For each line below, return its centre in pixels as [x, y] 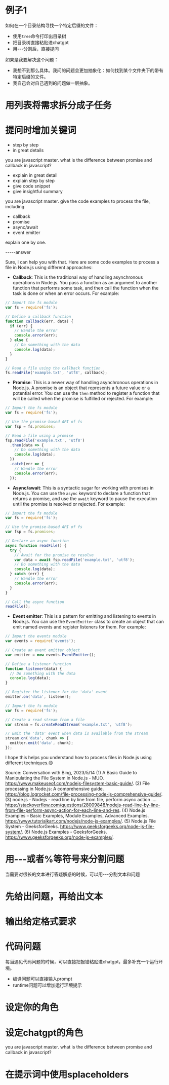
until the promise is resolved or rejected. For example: [69, 504]
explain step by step [33, 181]
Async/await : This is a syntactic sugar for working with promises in [83, 488]
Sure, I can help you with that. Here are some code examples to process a [82, 262]
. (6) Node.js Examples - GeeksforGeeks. [65, 832]
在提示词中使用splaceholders [67, 1074]
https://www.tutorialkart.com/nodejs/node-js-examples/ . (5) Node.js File [80, 821]
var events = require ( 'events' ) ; [40, 641]
